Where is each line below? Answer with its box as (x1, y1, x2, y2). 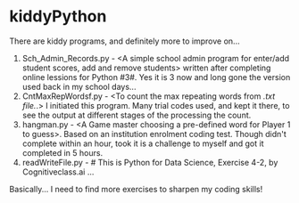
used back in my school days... (21, 81, 137, 92)
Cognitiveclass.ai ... (21, 166, 95, 177)
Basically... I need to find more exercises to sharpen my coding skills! (9, 183, 263, 194)
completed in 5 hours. (21, 147, 104, 158)
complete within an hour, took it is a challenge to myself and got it (21, 138, 265, 149)
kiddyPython (9, 6, 107, 27)
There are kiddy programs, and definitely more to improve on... (9, 36, 240, 46)
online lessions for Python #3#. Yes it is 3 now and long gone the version (21, 71, 291, 82)
